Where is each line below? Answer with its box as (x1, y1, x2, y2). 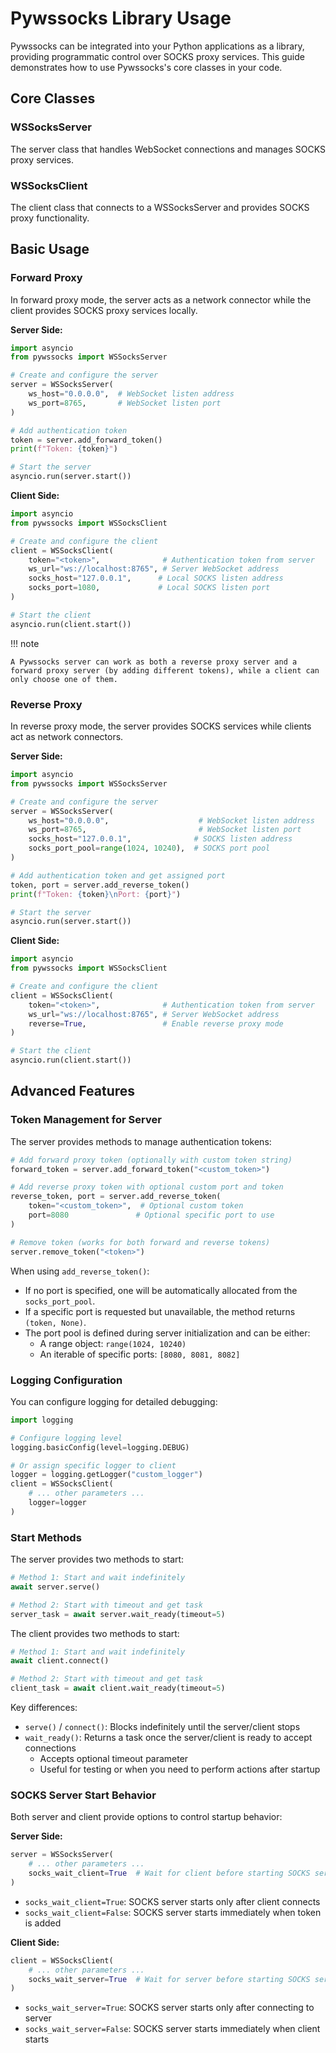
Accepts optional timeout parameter (39, 1753, 189, 1765)
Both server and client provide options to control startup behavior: (10, 1811, 283, 1823)
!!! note (10, 637, 40, 649)
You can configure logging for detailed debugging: (10, 1395, 218, 1407)
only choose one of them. (10, 674, 118, 684)
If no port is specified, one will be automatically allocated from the (24, 1284, 298, 1296)
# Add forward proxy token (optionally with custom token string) (10, 1155, 293, 1165)
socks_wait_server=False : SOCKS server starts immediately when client (24, 2023, 321, 2035)
